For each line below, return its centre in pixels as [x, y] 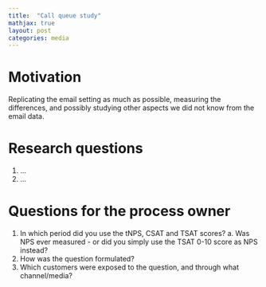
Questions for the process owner [119, 211]
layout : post [30, 30]
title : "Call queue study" [55, 16]
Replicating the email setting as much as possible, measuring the [115, 100]
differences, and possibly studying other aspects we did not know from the [131, 108]
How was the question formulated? [77, 259]
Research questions [76, 149]
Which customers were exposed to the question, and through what [129, 267]
